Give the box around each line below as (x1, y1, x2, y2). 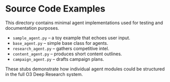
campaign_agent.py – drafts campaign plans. (12, 56, 105, 62)
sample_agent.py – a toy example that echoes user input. (12, 35, 130, 41)
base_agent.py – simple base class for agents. (12, 40, 109, 46)
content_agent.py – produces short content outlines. (12, 51, 122, 57)
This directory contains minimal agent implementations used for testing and (5, 20, 163, 26)
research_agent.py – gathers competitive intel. (12, 45, 110, 51)
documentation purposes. (5, 25, 59, 31)
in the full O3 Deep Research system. (5, 71, 83, 77)
